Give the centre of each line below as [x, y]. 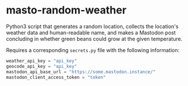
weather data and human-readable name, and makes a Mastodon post [91, 32]
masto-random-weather [66, 10]
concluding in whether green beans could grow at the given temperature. [94, 39]
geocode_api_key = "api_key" [42, 66]
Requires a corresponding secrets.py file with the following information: [93, 50]
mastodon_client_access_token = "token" [56, 77]
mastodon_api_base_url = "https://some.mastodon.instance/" [81, 72]
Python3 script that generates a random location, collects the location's [92, 26]
